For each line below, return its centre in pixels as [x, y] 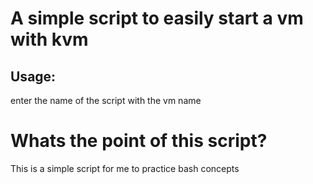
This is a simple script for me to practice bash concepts [125, 168]
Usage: [33, 76]
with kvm [49, 39]
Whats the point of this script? [139, 141]
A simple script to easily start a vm [157, 18]
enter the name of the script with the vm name [106, 100]
